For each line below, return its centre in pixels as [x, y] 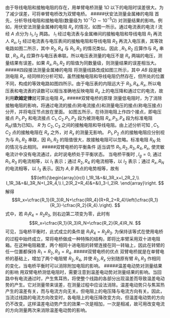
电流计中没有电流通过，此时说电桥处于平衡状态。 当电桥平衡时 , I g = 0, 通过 [83, 155]
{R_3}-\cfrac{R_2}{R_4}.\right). [82, 205]
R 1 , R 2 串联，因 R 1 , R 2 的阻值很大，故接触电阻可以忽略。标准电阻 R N [85, 140]
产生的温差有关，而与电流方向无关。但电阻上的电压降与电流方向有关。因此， [85, 291]
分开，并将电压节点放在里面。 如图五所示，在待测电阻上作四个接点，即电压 [83, 112]
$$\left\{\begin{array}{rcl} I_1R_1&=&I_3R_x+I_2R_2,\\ [85, 178]
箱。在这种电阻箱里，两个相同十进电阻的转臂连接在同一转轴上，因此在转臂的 [85, 245]
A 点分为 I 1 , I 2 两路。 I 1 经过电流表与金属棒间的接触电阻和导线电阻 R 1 [81, 34]
